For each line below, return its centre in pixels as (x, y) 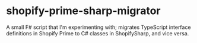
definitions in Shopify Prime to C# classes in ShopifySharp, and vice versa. (98, 33)
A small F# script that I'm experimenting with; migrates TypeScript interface (99, 27)
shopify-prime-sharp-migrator (83, 11)
